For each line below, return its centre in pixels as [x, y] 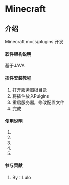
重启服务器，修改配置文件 [38, 102]
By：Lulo [21, 177]
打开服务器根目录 [30, 90]
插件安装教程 [18, 78]
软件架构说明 [18, 54]
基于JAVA [15, 66]
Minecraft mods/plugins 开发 [34, 41]
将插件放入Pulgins [31, 96]
